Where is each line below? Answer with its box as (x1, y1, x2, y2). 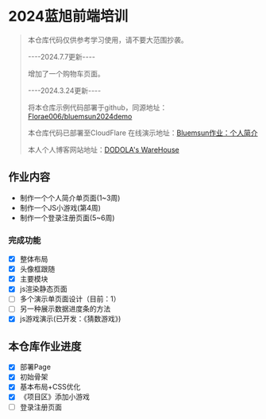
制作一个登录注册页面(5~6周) (19, 212, 115, 223)
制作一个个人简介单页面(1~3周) (19, 192, 121, 203)
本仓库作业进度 (8, 339, 82, 353)
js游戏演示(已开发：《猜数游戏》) (19, 314, 121, 324)
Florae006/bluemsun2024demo (27, 111, 133, 121)
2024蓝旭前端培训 (8, 7, 129, 25)
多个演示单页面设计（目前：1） (19, 294, 121, 304)
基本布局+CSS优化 (19, 382, 81, 392)
